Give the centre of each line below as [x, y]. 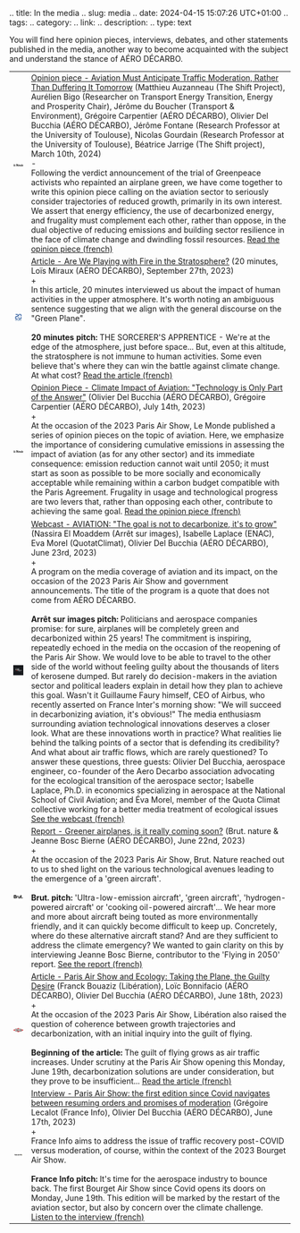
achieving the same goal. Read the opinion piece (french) [136, 511]
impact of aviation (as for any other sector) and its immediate [143, 455]
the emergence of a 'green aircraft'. [96, 878]
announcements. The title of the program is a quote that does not [150, 591]
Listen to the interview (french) [87, 1217]
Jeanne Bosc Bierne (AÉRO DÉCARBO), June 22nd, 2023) [138, 840]
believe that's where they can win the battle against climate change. [155, 366]
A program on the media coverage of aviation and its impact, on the [154, 571]
